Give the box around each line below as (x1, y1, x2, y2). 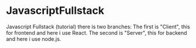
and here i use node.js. (6, 35, 62, 42)
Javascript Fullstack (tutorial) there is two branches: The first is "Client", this (6, 23, 191, 30)
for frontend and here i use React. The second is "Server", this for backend (6, 29, 187, 36)
